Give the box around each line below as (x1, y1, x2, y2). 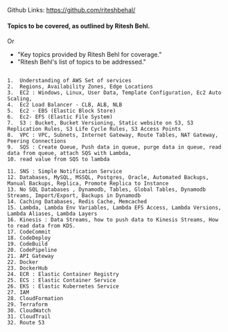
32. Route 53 (7, 320, 45, 326)
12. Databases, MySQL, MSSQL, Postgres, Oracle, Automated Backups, (7, 174, 209, 181)
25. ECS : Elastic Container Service (7, 277, 116, 284)
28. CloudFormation (7, 295, 64, 302)
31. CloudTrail (7, 313, 51, 320)
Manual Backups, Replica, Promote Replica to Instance (7, 180, 169, 187)
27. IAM (7, 289, 30, 296)
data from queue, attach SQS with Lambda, (7, 150, 132, 157)
